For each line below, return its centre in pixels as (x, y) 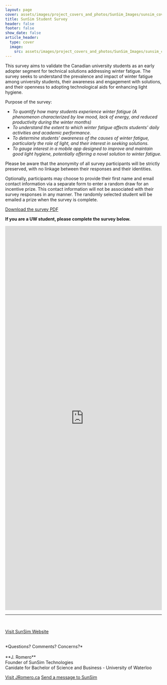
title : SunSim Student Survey (37, 19)
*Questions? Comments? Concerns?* (44, 646)
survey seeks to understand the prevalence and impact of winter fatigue (79, 76)
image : (16, 47)
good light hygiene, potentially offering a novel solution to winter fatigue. (87, 154)
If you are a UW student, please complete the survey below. (68, 219)
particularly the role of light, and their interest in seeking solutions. (81, 143)
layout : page (19, 10)
